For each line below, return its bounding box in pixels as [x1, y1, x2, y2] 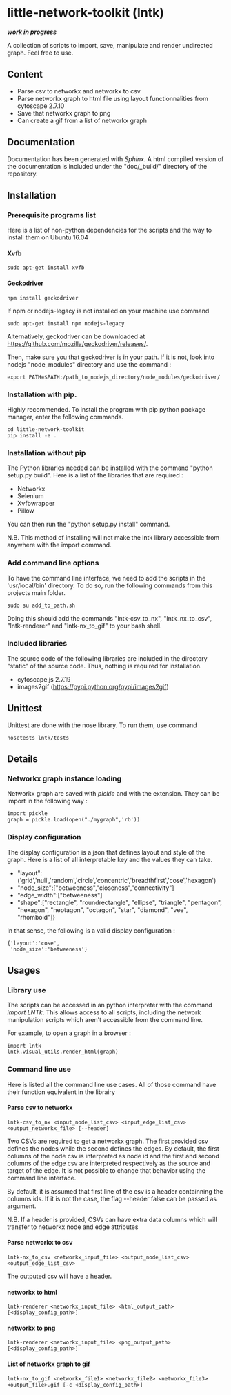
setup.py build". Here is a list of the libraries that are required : [7, 471, 184, 480]
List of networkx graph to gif [7, 1360, 91, 1368]
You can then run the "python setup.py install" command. [7, 520, 170, 529]
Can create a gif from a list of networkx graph [17, 116, 147, 125]
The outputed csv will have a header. [7, 1272, 112, 1281]
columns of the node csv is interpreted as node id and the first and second [7, 1151, 219, 1160]
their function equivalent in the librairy [7, 1088, 116, 1096]
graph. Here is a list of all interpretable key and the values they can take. [7, 855, 212, 864]
